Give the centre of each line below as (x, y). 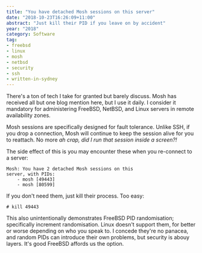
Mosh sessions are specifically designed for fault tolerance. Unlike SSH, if (98, 127)
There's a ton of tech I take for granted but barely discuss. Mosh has (91, 96)
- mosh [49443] (36, 180)
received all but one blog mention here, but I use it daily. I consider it (91, 102)
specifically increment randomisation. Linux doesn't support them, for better (101, 225)
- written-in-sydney (32, 79)
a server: (17, 158)
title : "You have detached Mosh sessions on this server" (80, 12)
